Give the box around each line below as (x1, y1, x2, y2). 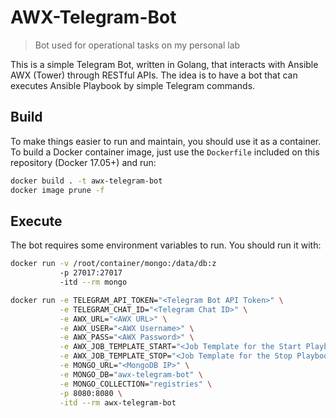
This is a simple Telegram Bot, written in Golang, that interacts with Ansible (10, 58, 319, 70)
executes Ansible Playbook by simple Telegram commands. (10, 79, 256, 91)
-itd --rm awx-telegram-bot (59, 397, 177, 408)
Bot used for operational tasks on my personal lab (34, 39, 241, 51)
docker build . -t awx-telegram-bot (10, 176, 163, 186)
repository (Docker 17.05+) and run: (10, 156, 157, 168)
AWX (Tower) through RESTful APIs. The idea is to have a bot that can (10, 69, 298, 81)
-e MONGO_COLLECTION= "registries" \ (59, 379, 213, 389)
